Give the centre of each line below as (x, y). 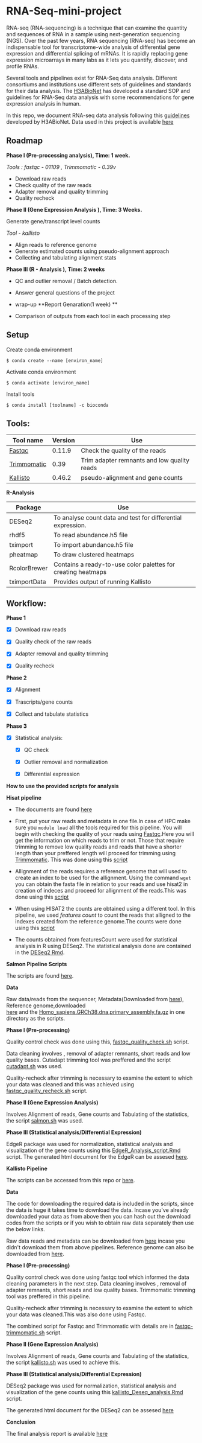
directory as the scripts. (36, 1018)
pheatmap (23, 555)
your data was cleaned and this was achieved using (70, 1084)
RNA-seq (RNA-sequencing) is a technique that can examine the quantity (97, 28)
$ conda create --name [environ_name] (55, 360)
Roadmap (25, 141)
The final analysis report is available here (57, 1433)
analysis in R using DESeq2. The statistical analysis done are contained (103, 946)
